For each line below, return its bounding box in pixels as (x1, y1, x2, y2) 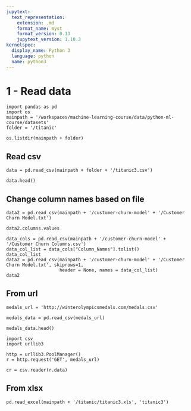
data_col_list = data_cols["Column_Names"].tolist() (6, 246, 140, 252)
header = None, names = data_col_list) (59, 267, 159, 273)
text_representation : (11, 14, 65, 20)
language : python (11, 53, 55, 59)
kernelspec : (6, 42, 36, 48)
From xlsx (6, 383, 43, 394)
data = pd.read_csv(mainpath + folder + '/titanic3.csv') (6, 168, 153, 174)
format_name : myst (17, 25, 62, 32)
